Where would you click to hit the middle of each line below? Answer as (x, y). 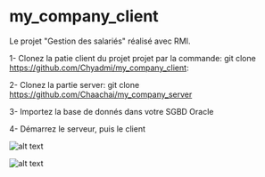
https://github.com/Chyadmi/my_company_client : (99, 68)
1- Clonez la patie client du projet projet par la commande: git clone (132, 58)
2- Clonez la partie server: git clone (75, 84)
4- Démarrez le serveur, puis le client (77, 129)
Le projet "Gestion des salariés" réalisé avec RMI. (100, 41)
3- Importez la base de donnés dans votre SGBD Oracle (112, 111)
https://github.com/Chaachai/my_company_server (101, 94)
